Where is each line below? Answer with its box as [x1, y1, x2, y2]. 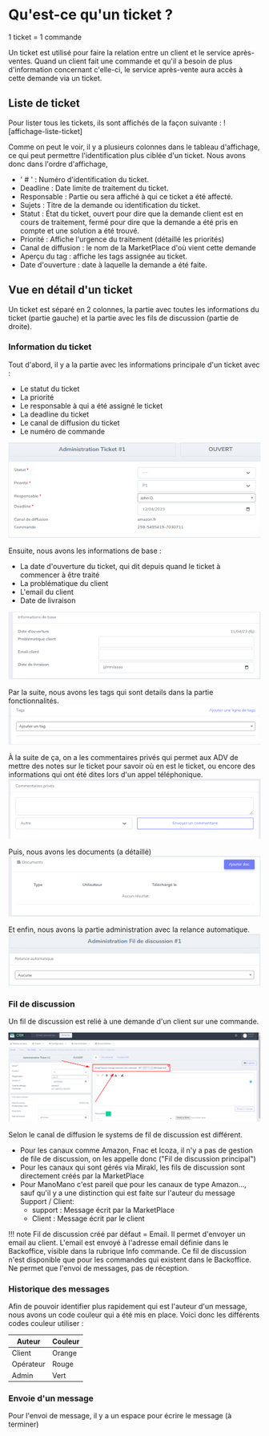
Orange [51, 1349, 78, 1358]
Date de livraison [19, 596, 76, 605]
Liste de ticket [8, 96, 80, 110]
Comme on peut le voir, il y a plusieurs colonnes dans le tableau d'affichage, [8, 142, 260, 152]
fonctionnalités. [8, 696, 60, 706]
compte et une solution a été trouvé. [19, 226, 140, 235]
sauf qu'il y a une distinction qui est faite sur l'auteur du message [19, 1188, 235, 1198]
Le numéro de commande [19, 426, 106, 436]
